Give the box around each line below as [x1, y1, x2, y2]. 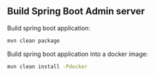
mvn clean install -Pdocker [7, 63, 88, 70]
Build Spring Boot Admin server [7, 6, 145, 17]
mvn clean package [7, 37, 60, 44]
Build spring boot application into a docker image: [7, 50, 148, 58]
